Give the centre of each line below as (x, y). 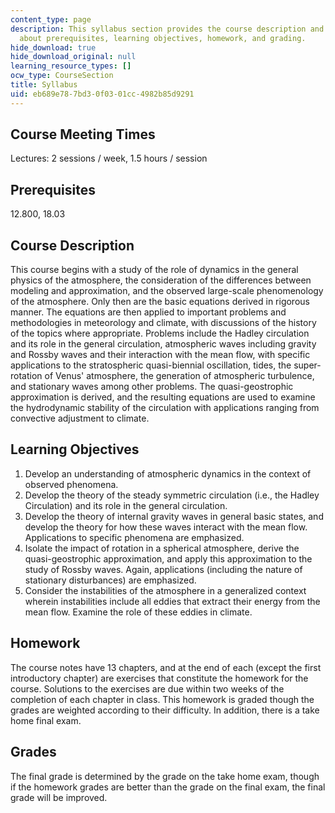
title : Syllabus (44, 85)
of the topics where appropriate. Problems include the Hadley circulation (160, 333)
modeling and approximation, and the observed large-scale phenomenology (167, 291)
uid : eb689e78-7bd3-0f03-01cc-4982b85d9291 (102, 94)
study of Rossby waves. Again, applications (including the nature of (163, 569)
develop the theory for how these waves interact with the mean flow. (166, 527)
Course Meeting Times (83, 134)
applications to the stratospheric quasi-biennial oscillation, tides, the (151, 365)
